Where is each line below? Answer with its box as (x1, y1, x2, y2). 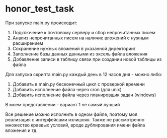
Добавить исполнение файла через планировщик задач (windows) (12, 92, 156, 98)
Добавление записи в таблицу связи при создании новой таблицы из (12, 56, 162, 62)
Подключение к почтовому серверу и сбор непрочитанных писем (12, 29, 156, 35)
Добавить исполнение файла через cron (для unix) (12, 86, 122, 92)
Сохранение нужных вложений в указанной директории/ (12, 45, 136, 51)
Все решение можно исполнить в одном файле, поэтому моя (5, 111, 137, 117)
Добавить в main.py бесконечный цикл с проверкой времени (12, 81, 145, 87)
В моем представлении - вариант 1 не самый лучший (5, 101, 120, 107)
